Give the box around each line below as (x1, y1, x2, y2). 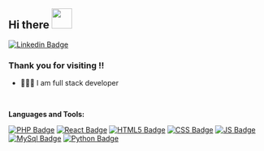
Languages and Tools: (8, 110, 85, 120)
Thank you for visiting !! (8, 60, 105, 71)
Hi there (8, 18, 50, 32)
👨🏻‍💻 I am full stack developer (19, 78, 119, 88)
